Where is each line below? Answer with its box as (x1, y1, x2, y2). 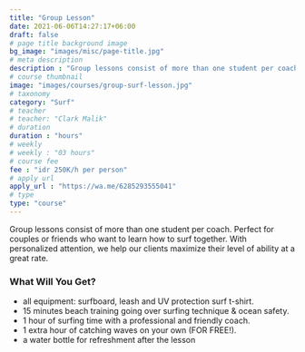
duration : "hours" (9, 132, 84, 141)
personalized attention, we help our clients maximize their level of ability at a (9, 242, 295, 254)
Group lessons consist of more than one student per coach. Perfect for (9, 223, 275, 234)
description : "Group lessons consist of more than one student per (9, 64, 274, 73)
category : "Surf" (9, 97, 75, 107)
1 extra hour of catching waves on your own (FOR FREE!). (22, 325, 237, 336)
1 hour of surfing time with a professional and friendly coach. (22, 315, 251, 327)
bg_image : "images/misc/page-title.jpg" (9, 47, 165, 56)
